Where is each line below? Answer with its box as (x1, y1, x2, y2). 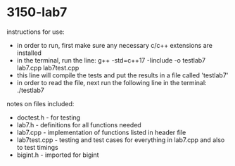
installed (16, 49, 42, 57)
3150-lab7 (6, 4, 68, 20)
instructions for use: (6, 27, 65, 36)
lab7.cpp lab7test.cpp (16, 63, 80, 72)
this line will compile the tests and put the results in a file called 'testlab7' (16, 71, 229, 79)
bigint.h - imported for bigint (16, 151, 99, 159)
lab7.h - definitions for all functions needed (16, 120, 141, 129)
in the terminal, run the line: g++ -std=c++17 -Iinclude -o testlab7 (16, 56, 206, 64)
